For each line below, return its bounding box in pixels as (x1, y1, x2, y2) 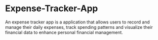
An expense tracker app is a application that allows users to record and (5, 19, 150, 25)
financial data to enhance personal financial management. (5, 29, 123, 35)
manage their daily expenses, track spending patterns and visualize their (5, 24, 153, 30)
